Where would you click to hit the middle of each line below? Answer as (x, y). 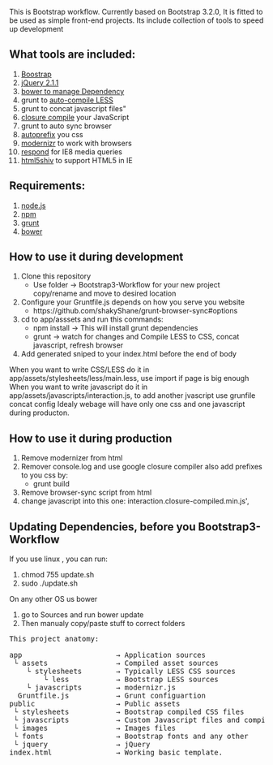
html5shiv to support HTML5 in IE (77, 160)
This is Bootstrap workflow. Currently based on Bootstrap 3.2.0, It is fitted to (136, 12)
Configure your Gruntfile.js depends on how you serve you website (133, 302)
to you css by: (44, 475)
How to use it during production (91, 438)
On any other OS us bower (53, 599)
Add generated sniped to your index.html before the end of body (129, 354)
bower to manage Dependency (73, 91)
